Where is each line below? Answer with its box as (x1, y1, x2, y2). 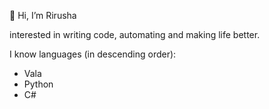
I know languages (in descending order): (9, 48, 177, 60)
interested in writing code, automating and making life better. (9, 29, 261, 40)
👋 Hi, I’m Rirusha (9, 10, 77, 21)
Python (23, 78, 54, 90)
